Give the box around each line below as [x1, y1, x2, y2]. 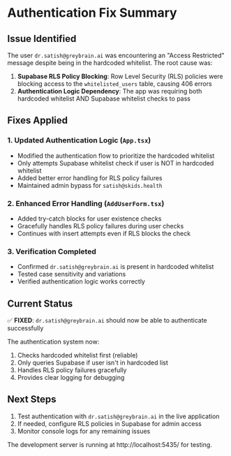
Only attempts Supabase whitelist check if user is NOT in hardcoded [17, 159, 214, 167]
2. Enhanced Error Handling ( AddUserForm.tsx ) [7, 198, 165, 208]
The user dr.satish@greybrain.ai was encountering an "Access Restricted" [7, 51, 225, 59]
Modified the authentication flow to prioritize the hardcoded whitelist [17, 152, 215, 160]
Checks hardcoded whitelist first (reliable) [17, 351, 138, 360]
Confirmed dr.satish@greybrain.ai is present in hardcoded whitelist [17, 263, 214, 271]
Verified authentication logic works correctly [17, 277, 145, 286]
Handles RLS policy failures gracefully [17, 366, 127, 374]
